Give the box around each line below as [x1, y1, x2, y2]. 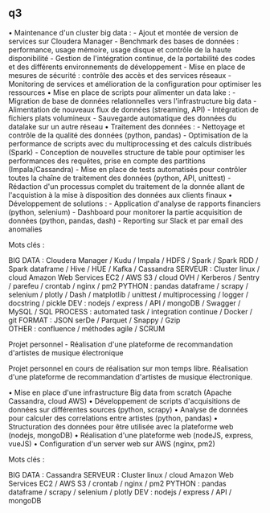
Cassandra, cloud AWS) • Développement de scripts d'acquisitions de [8, 396, 241, 405]
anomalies [8, 224, 43, 234]
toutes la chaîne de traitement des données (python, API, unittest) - [8, 173, 231, 183]
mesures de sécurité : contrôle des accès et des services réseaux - [8, 70, 231, 80]
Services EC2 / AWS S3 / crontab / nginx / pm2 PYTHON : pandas [8, 478, 227, 488]
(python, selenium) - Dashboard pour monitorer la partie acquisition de [8, 207, 243, 216]
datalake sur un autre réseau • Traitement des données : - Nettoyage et [8, 121, 245, 131]
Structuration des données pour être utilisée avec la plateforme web [8, 421, 234, 431]
